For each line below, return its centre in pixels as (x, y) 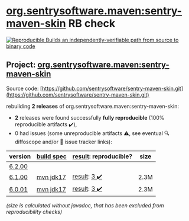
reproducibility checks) (34, 212)
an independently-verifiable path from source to (120, 40)
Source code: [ (24, 88)
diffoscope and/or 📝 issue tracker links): (63, 142)
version (20, 156)
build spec (51, 156)
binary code (21, 46)
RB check (92, 23)
